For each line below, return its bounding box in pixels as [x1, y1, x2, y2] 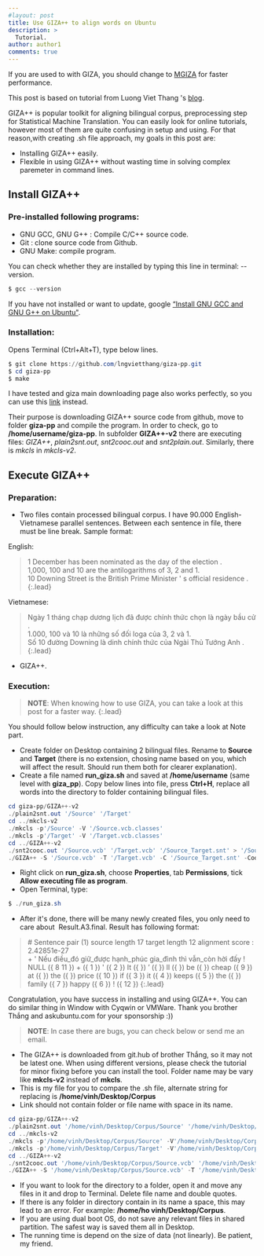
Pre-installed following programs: [8, 211, 140, 222]
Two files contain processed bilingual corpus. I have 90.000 [19, 510, 214, 519]
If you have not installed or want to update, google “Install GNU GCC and [8, 299, 244, 309]
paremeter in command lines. [19, 166, 115, 174]
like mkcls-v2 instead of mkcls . [19, 1075, 123, 1085]
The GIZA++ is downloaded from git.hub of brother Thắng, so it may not [19, 1050, 253, 1060]
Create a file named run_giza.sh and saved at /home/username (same [19, 771, 250, 780]
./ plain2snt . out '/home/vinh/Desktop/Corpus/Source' [8, 1122, 185, 1131]
